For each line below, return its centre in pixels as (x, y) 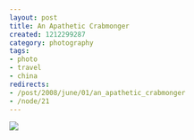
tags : (19, 51)
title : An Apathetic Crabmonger (69, 26)
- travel (25, 68)
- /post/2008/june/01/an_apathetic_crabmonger (97, 92)
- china (24, 76)
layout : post (34, 17)
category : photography (51, 43)
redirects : (30, 84)
